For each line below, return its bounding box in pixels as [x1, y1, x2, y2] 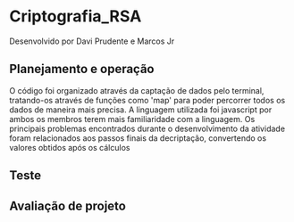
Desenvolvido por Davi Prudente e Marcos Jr [9, 36, 175, 46]
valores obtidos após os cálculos [9, 142, 130, 152]
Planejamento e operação [9, 62, 155, 77]
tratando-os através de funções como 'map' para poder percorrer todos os [9, 95, 286, 105]
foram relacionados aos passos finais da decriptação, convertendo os [9, 132, 266, 144]
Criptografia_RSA [9, 6, 142, 27]
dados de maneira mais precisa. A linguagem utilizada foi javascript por [9, 104, 273, 115]
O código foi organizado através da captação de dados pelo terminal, [9, 85, 265, 95]
